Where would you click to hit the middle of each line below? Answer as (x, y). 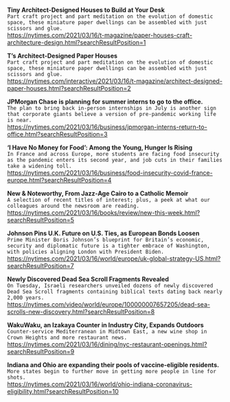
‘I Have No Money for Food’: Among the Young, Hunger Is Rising (100, 147)
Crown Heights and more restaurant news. (67, 338)
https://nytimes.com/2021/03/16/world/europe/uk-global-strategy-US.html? (114, 259)
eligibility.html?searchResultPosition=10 (63, 391)
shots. (16, 377)
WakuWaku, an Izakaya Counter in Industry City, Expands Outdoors (105, 325)
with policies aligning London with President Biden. (86, 252)
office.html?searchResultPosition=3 (57, 134)
